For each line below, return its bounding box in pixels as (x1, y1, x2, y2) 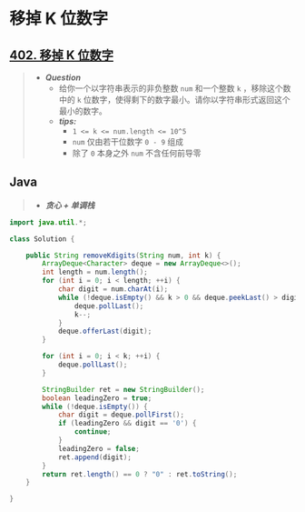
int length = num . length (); (42, 267, 148, 277)
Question (44, 72, 82, 83)
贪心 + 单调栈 (44, 199, 95, 210)
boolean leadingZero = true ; (42, 393, 152, 403)
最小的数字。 (58, 105, 107, 116)
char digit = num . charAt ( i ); (57, 285, 169, 294)
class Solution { (9, 234, 75, 244)
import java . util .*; (9, 217, 88, 227)
